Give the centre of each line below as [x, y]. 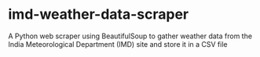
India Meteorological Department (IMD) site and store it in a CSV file [118, 44]
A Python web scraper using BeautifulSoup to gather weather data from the [130, 36]
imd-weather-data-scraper [99, 14]
